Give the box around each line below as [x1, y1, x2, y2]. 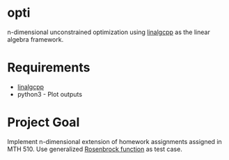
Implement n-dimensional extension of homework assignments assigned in [7, 137, 223, 145]
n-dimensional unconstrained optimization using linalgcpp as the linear [7, 28, 210, 36]
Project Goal [7, 115, 80, 130]
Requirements [7, 60, 90, 76]
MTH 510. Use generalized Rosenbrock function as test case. [7, 145, 182, 153]
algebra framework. [7, 35, 64, 43]
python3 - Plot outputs [17, 90, 82, 98]
